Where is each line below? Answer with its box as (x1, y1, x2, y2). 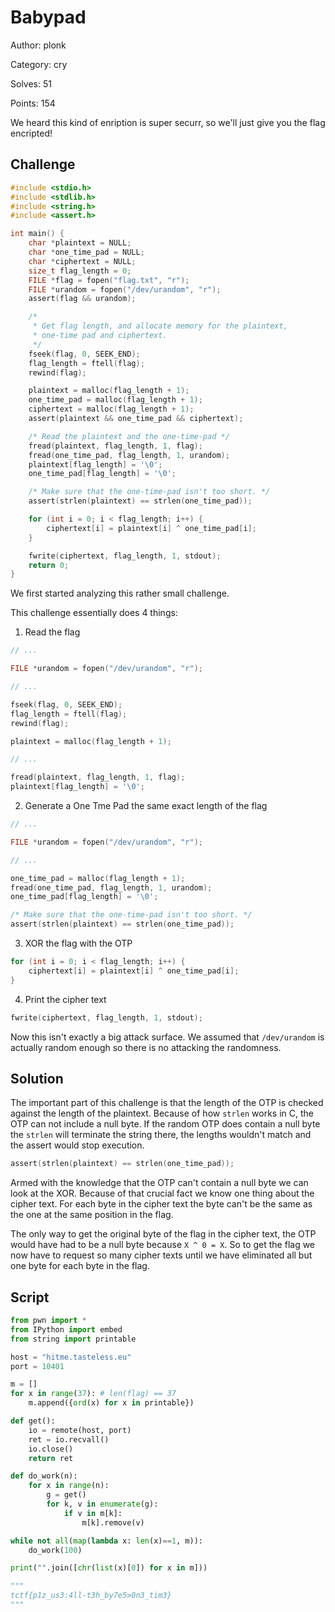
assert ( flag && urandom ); (28, 294, 137, 304)
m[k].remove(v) (81, 1517, 145, 1528)
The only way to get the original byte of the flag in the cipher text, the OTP (10, 1228, 317, 1240)
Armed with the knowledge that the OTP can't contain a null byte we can (10, 1177, 309, 1189)
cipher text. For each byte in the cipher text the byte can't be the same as (10, 1198, 313, 1210)
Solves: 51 (10, 77, 52, 90)
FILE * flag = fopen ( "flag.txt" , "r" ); (28, 275, 190, 285)
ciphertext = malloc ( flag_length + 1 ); (28, 404, 195, 415)
